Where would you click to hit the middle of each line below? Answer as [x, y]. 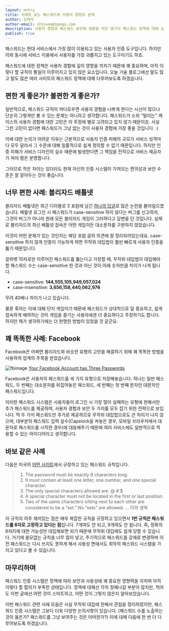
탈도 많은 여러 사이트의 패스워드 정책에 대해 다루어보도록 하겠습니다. [77, 78]
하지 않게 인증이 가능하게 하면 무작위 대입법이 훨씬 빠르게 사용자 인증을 [94, 242]
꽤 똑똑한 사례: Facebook [43, 339]
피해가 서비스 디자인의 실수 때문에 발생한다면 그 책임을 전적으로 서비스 [79, 151]
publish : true [20, 33]
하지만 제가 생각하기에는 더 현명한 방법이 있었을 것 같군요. [62, 321]
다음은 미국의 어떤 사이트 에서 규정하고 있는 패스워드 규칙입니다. [67, 465]
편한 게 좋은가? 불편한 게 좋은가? [52, 96]
